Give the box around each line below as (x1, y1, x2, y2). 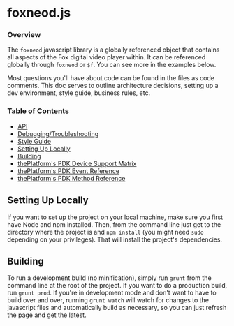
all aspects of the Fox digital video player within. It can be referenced (7, 53, 206, 61)
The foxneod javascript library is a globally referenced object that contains (7, 45, 220, 54)
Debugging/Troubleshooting (17, 129, 99, 138)
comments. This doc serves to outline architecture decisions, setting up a (7, 82, 219, 90)
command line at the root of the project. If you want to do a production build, (7, 281, 228, 290)
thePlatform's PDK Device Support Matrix (17, 159, 137, 168)
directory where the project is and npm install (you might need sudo (7, 228, 204, 236)
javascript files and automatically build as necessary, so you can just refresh (7, 304, 227, 312)
